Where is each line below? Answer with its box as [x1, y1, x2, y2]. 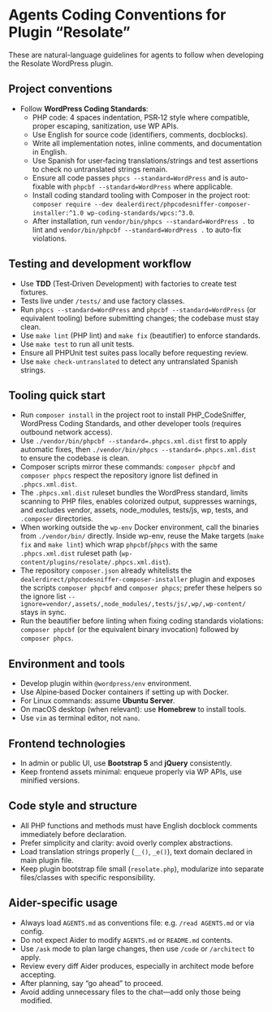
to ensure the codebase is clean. [19, 453, 130, 463]
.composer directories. [19, 514, 93, 524]
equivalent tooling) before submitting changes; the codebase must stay [19, 313, 260, 323]
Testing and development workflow [8, 257, 192, 271]
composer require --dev [32, 200, 114, 208]
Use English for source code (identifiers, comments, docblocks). [32, 129, 248, 139]
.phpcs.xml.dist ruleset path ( [19, 548, 122, 558]
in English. [32, 146, 67, 156]
